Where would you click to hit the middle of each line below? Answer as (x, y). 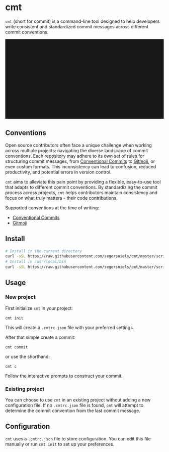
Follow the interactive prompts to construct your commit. (64, 376)
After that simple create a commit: (40, 337)
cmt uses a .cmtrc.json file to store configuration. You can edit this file (78, 438)
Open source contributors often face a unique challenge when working (78, 145)
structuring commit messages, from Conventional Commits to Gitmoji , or (80, 161)
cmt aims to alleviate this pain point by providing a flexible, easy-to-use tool (83, 182)
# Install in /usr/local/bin (36, 262)
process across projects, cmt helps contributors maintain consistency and (81, 192)
